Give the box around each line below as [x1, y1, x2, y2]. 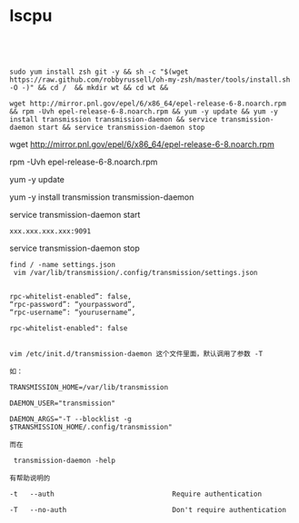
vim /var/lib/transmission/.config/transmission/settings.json [13, 268, 258, 277]
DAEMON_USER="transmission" [9, 399, 116, 408]
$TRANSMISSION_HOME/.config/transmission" [9, 422, 173, 431]
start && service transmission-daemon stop [37, 123, 205, 132]
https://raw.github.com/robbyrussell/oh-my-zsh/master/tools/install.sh [9, 74, 291, 84]
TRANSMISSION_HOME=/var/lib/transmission [9, 382, 169, 391]
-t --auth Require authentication [9, 489, 262, 498]
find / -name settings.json [9, 260, 116, 269]
